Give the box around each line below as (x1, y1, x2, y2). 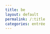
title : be (5, 7, 26, 12)
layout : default (5, 12, 39, 17)
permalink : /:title (5, 16, 46, 21)
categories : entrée (5, 21, 46, 26)
